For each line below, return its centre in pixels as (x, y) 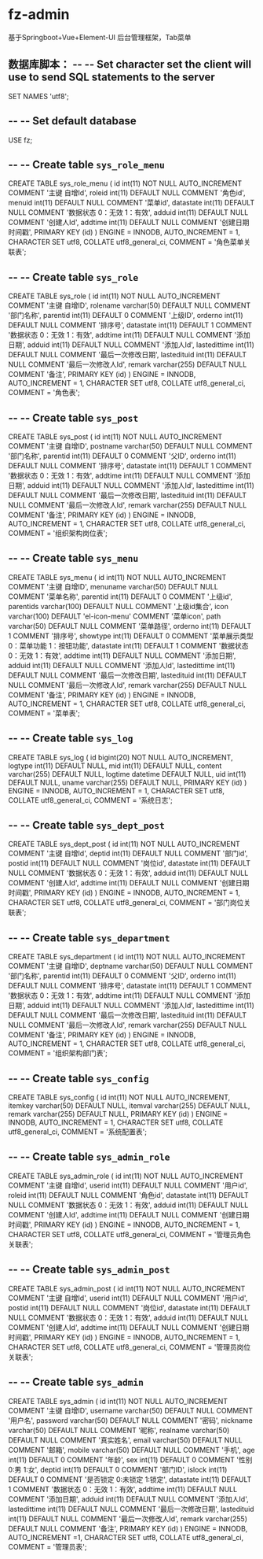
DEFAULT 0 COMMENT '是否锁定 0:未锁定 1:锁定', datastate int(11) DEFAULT (130, 1479)
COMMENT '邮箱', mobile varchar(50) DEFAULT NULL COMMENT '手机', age (131, 1450)
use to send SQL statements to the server (111, 78)
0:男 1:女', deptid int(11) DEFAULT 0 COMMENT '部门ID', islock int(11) (118, 1469)
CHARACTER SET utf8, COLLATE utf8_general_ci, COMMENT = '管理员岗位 (130, 1347)
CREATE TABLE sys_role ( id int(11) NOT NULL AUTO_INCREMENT (115, 296)
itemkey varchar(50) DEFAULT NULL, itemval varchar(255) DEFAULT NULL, (129, 1106)
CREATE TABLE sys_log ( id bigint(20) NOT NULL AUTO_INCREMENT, (121, 757)
